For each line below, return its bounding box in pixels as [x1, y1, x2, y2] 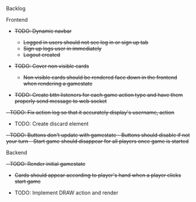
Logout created [23, 51, 61, 58]
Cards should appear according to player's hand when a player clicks [14, 172, 181, 179]
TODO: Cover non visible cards [14, 62, 89, 69]
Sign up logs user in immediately [23, 45, 102, 52]
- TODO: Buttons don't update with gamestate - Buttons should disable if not [6, 131, 190, 138]
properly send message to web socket [14, 97, 107, 105]
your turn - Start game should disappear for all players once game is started [6, 138, 189, 145]
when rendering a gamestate [23, 80, 93, 87]
